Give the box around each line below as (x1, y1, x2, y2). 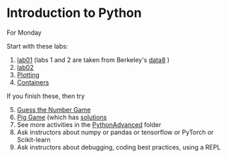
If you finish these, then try (6, 92, 85, 100)
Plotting (16, 71, 40, 79)
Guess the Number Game (16, 105, 91, 114)
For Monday (6, 28, 42, 37)
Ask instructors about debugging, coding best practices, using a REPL (16, 142, 221, 151)
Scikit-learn (16, 135, 51, 144)
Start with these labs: (6, 42, 68, 50)
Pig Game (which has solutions (16, 113, 107, 121)
